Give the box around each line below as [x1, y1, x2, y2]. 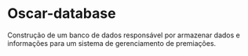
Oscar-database [7, 5, 116, 23]
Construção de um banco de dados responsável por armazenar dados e [7, 30, 240, 40]
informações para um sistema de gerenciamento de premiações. [7, 38, 217, 47]
